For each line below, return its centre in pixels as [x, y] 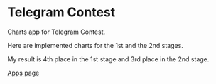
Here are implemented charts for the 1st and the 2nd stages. [95, 45]
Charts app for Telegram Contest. [56, 32]
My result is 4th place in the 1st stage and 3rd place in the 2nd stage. [108, 59]
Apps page [23, 73]
